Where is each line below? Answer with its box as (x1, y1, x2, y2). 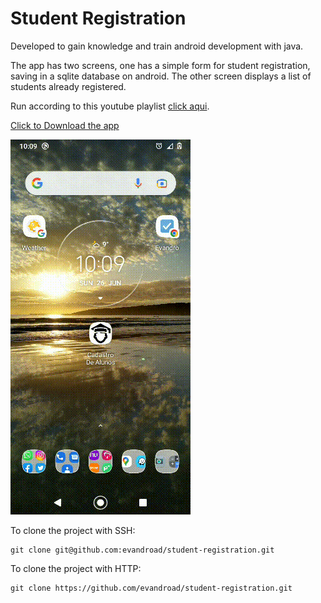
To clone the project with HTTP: (10, 562, 142, 574)
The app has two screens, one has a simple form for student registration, (10, 59, 311, 71)
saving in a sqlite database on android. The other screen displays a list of (10, 70, 312, 82)
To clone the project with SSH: (10, 524, 136, 536)
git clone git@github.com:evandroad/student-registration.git (10, 545, 275, 555)
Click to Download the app (10, 119, 120, 131)
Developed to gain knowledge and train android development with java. (10, 40, 304, 52)
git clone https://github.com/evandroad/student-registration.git (10, 583, 293, 593)
